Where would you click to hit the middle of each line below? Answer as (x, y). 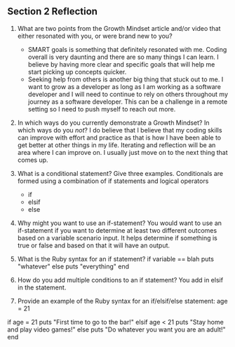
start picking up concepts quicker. (77, 72)
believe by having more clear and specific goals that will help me (121, 64)
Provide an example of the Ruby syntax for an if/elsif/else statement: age (122, 301)
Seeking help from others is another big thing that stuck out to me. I (126, 79)
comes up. (33, 160)
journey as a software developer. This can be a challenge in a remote (128, 102)
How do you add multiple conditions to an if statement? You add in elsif (120, 280)
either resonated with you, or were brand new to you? (95, 36)
